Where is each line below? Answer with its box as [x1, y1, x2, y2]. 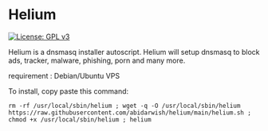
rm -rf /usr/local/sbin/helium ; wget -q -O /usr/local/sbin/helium [8, 102, 241, 110]
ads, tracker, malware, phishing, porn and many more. [8, 56, 186, 65]
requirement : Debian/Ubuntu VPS [8, 71, 120, 80]
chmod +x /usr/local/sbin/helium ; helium [8, 115, 152, 124]
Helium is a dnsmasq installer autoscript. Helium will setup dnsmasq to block [8, 47, 260, 56]
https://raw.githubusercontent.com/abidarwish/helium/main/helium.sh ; [8, 109, 251, 117]
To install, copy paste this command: [8, 86, 129, 96]
